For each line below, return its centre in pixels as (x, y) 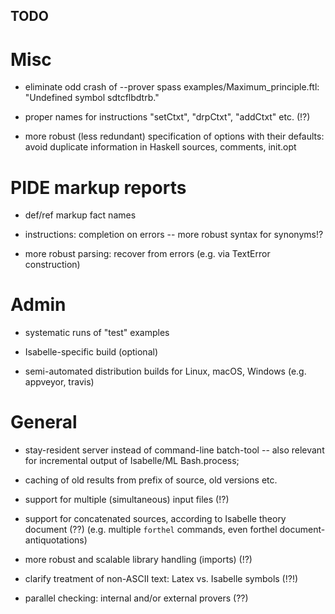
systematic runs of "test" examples (97, 333)
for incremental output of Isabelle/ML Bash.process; (132, 461)
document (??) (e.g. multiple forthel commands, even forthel (151, 530)
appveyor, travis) (59, 382)
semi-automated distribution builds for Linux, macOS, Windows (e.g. (165, 371)
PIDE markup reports (98, 187)
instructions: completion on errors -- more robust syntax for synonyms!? (174, 235)
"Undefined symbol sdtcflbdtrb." (92, 98)
